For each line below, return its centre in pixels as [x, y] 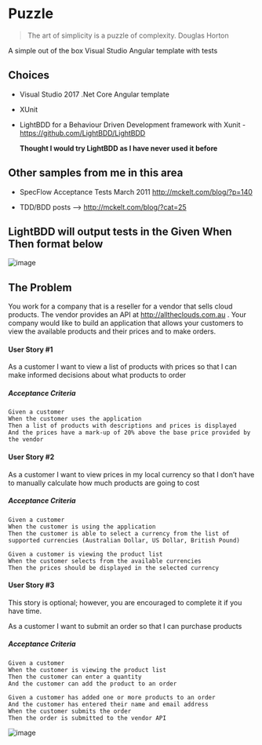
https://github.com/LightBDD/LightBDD [82, 133]
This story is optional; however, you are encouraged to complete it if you [125, 602]
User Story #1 [31, 349]
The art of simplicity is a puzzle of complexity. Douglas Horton [128, 35]
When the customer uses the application [75, 419]
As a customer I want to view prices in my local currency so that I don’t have [131, 474]
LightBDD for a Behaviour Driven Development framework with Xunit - [132, 124]
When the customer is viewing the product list [87, 670]
